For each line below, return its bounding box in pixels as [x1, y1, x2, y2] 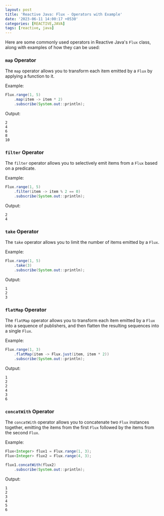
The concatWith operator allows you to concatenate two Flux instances [5, 419, 150, 425]
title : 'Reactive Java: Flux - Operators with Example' [5, 12, 123, 17]
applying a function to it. [5, 73, 55, 79]
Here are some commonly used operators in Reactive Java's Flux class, [5, 39, 151, 45]
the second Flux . [5, 430, 40, 436]
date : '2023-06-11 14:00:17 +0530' [5, 16, 79, 21]
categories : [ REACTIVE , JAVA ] [5, 21, 65, 26]
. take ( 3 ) [14, 263, 32, 268]
